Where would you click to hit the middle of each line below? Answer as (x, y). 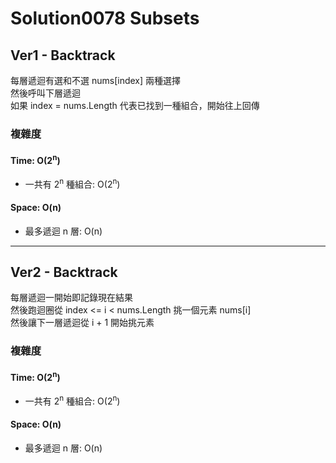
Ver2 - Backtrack (64, 272)
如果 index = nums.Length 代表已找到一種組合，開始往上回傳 (135, 105)
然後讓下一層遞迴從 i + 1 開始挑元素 (82, 323)
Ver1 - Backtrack (63, 55)
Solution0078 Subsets (105, 18)
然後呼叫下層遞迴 (45, 93)
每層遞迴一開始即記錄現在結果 (71, 298)
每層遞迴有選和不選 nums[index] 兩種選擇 (96, 80)
